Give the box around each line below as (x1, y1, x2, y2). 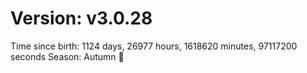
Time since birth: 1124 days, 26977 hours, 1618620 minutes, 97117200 (10, 40, 298, 52)
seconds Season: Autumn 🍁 (10, 50, 125, 62)
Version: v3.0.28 (10, 7, 153, 30)
